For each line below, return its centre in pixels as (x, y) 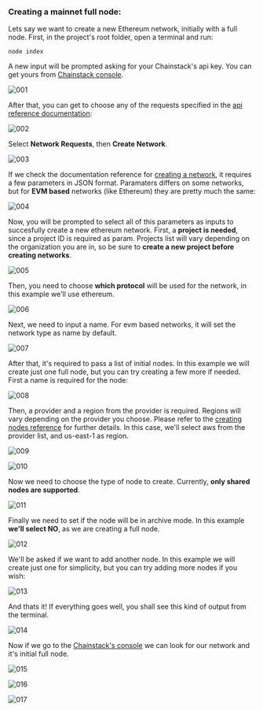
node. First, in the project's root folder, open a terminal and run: (111, 37)
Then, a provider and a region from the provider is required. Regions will (124, 411)
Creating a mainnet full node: (65, 12)
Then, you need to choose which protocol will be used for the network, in (128, 286)
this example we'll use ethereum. (62, 294)
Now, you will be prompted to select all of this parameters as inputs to (121, 222)
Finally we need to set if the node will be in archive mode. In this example (126, 520)
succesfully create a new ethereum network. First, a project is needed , (123, 230)
